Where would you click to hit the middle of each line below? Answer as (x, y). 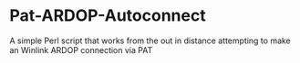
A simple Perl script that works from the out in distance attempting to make (150, 40)
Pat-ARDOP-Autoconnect (108, 16)
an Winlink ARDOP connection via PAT (81, 49)
